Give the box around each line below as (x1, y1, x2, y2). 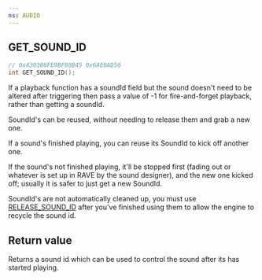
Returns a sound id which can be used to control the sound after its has (8, 255, 240, 263)
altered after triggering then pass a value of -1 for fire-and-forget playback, (8, 91, 252, 101)
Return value (8, 234, 72, 247)
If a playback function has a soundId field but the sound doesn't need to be (8, 83, 253, 93)
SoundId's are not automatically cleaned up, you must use (8, 194, 197, 204)
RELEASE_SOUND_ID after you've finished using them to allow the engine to (8, 202, 254, 212)
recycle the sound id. (8, 211, 76, 220)
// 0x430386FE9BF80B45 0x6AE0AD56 (8, 61, 122, 69)
